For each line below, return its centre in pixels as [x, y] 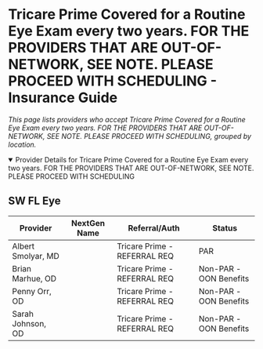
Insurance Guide [63, 98]
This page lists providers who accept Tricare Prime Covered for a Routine [127, 119]
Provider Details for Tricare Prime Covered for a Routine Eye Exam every [132, 159]
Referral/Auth [154, 227]
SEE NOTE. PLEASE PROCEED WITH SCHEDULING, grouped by [149, 136]
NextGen [88, 223]
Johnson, [29, 323]
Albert [23, 246]
